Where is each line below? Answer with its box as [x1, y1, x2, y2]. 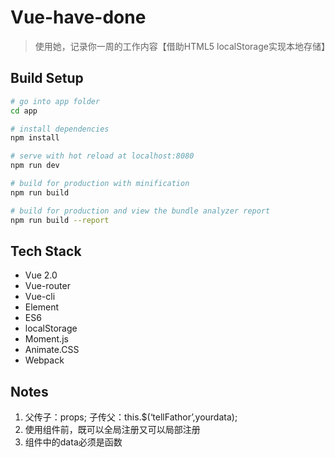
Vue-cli [24, 291, 56, 303]
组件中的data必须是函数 [24, 436, 123, 448]
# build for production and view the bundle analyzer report [10, 206, 271, 216]
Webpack [24, 354, 65, 366]
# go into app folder [10, 96, 101, 106]
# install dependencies [10, 124, 110, 134]
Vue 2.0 [24, 269, 58, 281]
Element [24, 301, 60, 313]
